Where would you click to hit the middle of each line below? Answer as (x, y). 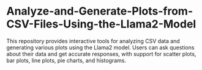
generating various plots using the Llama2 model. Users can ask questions (100, 47)
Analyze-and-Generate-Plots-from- (100, 11)
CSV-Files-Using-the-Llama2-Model (101, 24)
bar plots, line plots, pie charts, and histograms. (66, 60)
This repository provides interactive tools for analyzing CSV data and (93, 41)
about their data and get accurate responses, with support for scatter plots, (101, 54)
